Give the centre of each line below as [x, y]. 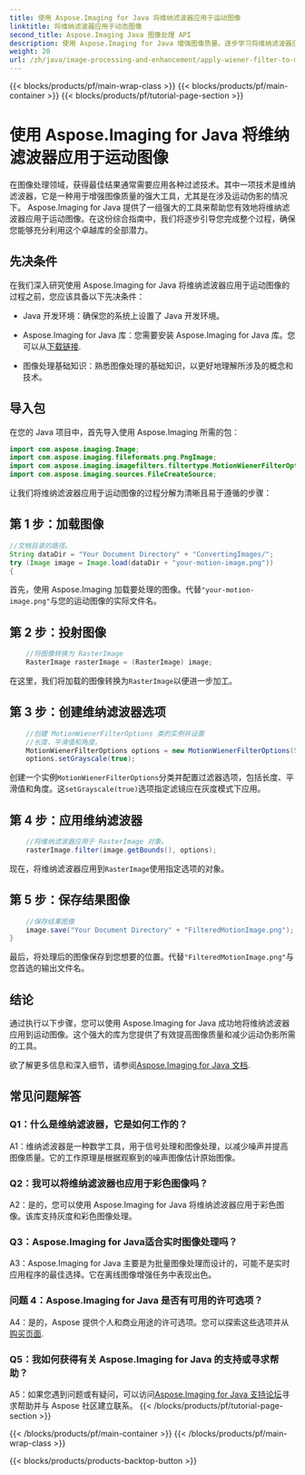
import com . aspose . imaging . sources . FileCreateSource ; [113, 475]
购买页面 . [27, 1333]
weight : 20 [30, 52]
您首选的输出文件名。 [49, 968]
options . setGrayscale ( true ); [81, 759]
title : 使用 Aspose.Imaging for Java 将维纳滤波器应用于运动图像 [125, 18]
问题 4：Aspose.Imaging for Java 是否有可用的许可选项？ [136, 1301]
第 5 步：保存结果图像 [70, 900]
